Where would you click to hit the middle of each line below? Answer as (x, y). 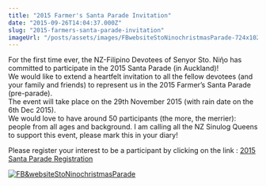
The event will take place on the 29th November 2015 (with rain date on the (131, 102)
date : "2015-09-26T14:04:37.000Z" (65, 23)
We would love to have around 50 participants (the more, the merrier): (122, 118)
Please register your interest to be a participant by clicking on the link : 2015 (132, 151)
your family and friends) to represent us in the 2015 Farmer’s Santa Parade (130, 85)
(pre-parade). (30, 93)
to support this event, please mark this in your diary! (93, 136)
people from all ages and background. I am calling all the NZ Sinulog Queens (133, 127)
